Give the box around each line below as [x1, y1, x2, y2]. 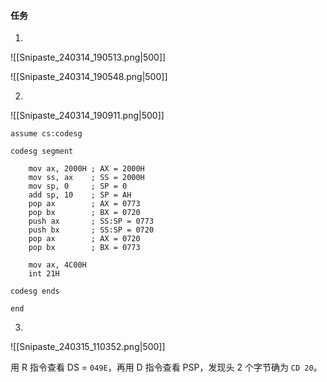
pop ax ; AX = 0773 [28, 199, 141, 209]
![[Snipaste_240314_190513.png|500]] [10, 51, 167, 64]
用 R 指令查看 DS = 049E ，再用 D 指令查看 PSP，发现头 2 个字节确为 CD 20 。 [10, 361, 323, 374]
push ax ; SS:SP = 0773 [28, 216, 155, 227]
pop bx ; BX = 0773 [28, 243, 141, 253]
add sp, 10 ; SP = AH [28, 190, 132, 200]
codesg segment [10, 146, 74, 157]
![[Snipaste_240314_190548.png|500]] [10, 71, 168, 83]
